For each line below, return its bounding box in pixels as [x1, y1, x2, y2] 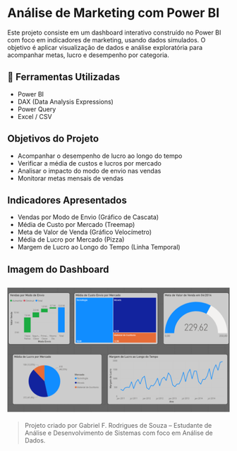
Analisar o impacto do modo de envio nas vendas [17, 166, 162, 175]
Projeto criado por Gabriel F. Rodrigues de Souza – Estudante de [24, 421, 212, 430]
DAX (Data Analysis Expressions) [17, 97, 114, 106]
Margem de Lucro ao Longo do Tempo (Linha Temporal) [17, 243, 181, 252]
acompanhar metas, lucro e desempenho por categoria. [7, 51, 169, 59]
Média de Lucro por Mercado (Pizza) [17, 235, 125, 244]
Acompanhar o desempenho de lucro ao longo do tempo [17, 152, 183, 160]
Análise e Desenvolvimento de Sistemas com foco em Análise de [24, 428, 213, 438]
